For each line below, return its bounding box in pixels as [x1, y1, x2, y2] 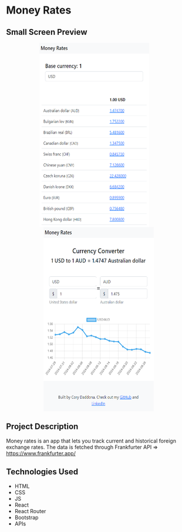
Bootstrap [14, 514, 39, 521]
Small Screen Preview [6, 27, 87, 37]
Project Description [6, 422, 79, 432]
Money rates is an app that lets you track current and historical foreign [6, 437, 176, 444]
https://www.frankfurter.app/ [6, 450, 76, 457]
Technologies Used [6, 467, 78, 477]
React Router [14, 507, 46, 514]
